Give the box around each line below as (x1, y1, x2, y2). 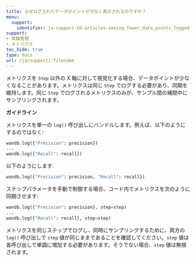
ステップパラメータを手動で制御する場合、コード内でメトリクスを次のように (6, 186, 191, 192)
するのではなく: (6, 128, 44, 135)
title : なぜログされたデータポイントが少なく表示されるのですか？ (6, 8, 147, 15)
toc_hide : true (6, 47, 43, 53)
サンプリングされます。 (6, 96, 63, 103)
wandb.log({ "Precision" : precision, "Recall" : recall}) (6, 174, 145, 180)
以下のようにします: (6, 162, 54, 170)
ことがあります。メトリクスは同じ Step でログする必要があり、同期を (21, 81, 188, 88)
